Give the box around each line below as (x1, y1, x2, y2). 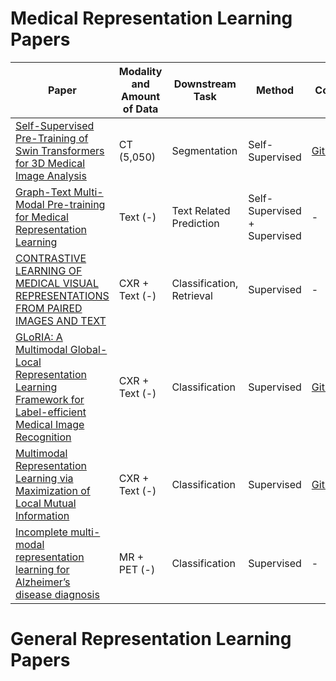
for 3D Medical (15, 156, 86, 170)
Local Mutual (15, 496, 77, 510)
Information (15, 508, 70, 522)
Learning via (15, 471, 74, 485)
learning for (15, 562, 70, 576)
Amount (121, 89, 161, 103)
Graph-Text (15, 185, 72, 199)
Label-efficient (15, 405, 87, 419)
